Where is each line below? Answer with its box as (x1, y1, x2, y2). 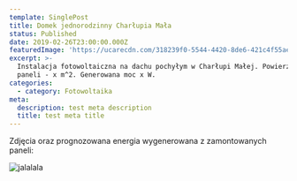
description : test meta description (17, 103, 152, 112)
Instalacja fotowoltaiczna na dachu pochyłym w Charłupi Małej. (17, 63, 259, 72)
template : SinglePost (9, 12, 89, 22)
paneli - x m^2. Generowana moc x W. (17, 71, 156, 79)
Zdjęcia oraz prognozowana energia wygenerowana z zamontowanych (9, 136, 267, 147)
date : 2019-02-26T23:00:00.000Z (9, 37, 128, 47)
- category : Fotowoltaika (17, 87, 113, 95)
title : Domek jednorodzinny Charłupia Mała (9, 21, 172, 30)
